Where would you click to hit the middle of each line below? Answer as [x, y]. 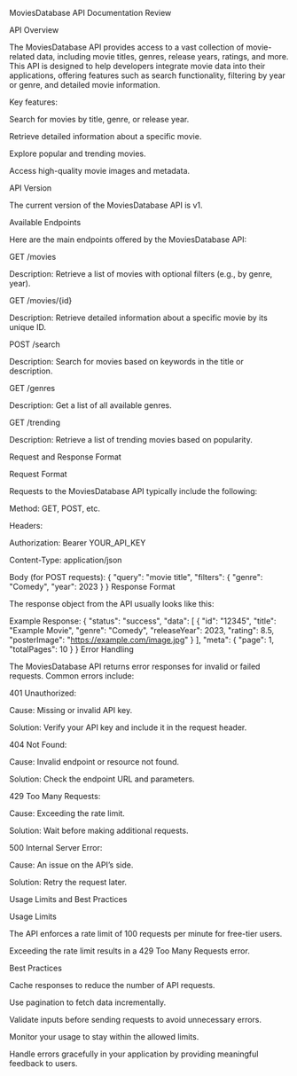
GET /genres [32, 388]
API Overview [34, 30]
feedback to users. [43, 1063]
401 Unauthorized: [43, 693]
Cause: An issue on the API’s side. [71, 865]
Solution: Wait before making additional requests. [99, 830]
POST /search [35, 344]
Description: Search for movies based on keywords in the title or [126, 361]
